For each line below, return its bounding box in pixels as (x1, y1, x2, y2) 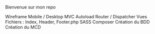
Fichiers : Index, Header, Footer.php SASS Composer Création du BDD (5, 19, 150, 25)
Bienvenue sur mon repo (5, 4, 56, 10)
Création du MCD (5, 24, 41, 30)
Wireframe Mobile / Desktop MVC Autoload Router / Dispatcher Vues (5, 14, 147, 19)
